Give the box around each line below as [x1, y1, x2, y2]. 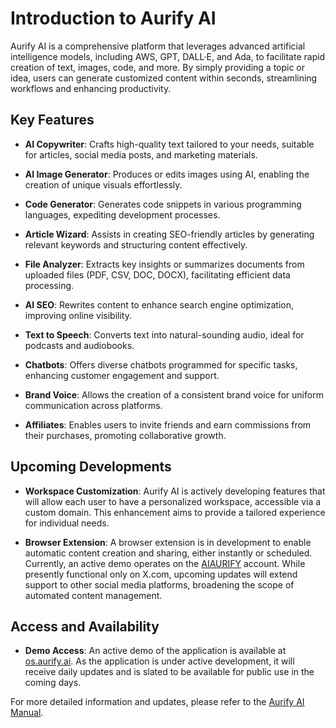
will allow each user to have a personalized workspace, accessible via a [24, 495, 322, 507]
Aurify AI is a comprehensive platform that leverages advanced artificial [10, 40, 306, 52]
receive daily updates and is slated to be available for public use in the [24, 666, 315, 678]
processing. [24, 279, 75, 291]
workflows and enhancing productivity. [10, 82, 172, 94]
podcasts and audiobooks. [24, 339, 135, 351]
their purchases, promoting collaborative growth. [24, 429, 227, 441]
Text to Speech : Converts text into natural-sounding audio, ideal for [24, 328, 305, 341]
